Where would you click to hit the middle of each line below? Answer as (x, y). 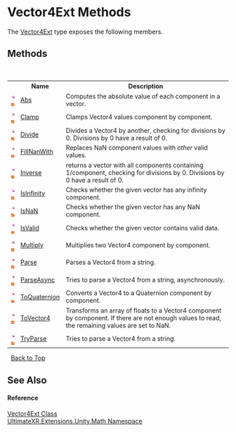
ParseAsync (38, 280)
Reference (23, 398)
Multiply (32, 245)
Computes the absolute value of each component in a (143, 96)
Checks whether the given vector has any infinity (136, 190)
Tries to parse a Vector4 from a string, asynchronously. (145, 280)
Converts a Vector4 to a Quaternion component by (139, 293)
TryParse (33, 339)
